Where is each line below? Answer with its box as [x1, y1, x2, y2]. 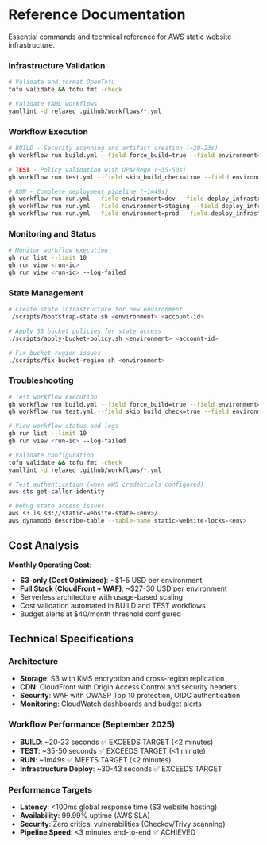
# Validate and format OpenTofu [8, 78, 115, 87]
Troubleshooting [8, 375, 74, 386]
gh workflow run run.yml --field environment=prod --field [8, 210, 208, 218]
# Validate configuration [8, 451, 94, 459]
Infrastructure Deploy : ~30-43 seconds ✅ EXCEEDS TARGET [19, 764, 222, 774]
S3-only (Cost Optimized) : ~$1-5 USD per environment [19, 575, 203, 585]
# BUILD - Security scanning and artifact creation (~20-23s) [8, 145, 219, 152]
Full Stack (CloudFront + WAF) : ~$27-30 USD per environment [19, 584, 228, 593]
